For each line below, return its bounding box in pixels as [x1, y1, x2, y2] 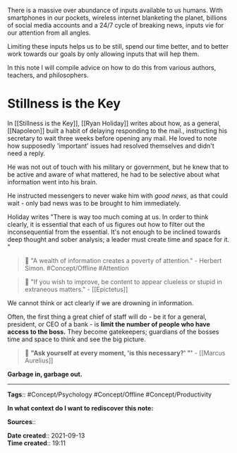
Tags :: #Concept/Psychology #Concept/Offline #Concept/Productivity [7, 390, 212, 399]
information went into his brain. [7, 177, 98, 186]
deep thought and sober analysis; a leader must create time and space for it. [7, 235, 230, 243]
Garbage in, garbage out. [7, 370, 83, 378]
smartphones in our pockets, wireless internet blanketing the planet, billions [7, 13, 227, 22]
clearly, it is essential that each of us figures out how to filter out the [7, 220, 205, 228]
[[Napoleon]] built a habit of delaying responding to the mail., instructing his [7, 127, 228, 135]
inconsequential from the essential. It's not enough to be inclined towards [7, 228, 221, 236]
